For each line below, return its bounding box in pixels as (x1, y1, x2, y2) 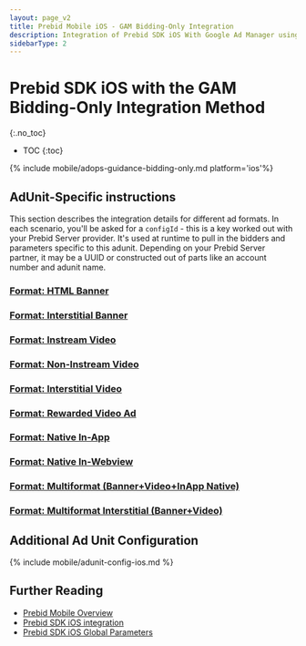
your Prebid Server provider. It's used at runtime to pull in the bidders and (9, 233, 286, 243)
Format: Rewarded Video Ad (9, 406, 137, 419)
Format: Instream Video (9, 333, 117, 346)
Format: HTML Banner (9, 284, 109, 297)
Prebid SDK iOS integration (22, 617, 125, 628)
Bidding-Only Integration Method (9, 97, 266, 118)
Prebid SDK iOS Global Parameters (22, 626, 153, 638)
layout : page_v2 (9, 13, 71, 23)
